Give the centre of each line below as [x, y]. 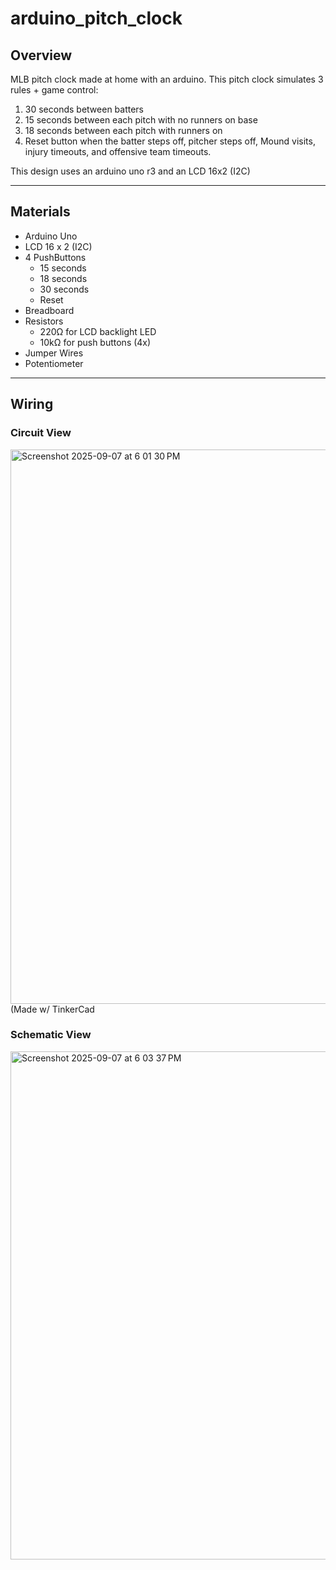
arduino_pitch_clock [96, 18]
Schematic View [51, 1035]
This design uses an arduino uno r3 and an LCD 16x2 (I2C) [130, 171]
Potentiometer [54, 363]
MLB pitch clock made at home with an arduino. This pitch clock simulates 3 [167, 79]
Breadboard [49, 310]
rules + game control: [54, 90]
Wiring [32, 404]
